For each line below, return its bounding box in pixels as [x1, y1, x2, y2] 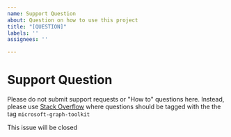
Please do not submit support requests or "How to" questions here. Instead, [7, 95, 225, 104]
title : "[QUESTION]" [7, 23, 67, 30]
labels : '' [7, 29, 39, 37]
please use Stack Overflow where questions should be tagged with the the [7, 102, 221, 111]
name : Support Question [7, 10, 77, 17]
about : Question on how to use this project [7, 17, 138, 24]
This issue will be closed [7, 123, 78, 132]
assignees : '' [7, 36, 49, 43]
